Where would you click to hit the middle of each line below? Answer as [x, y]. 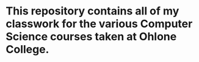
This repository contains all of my [92, 11]
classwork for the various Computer [99, 24]
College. [27, 50]
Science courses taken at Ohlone [91, 37]
